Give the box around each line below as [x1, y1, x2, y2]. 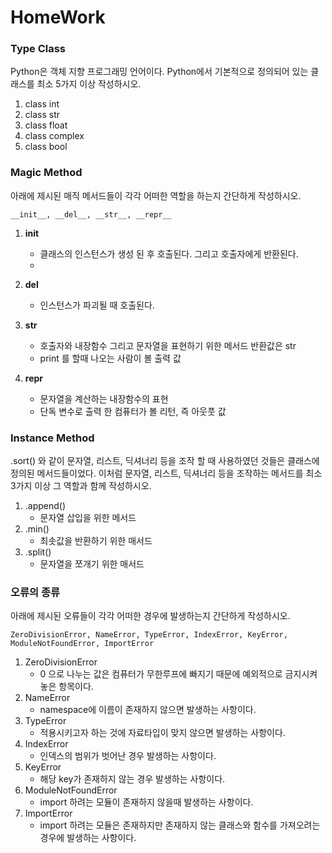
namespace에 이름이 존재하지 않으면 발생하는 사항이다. [39, 704, 257, 716]
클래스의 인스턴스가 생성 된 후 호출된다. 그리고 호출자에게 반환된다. [39, 247, 299, 260]
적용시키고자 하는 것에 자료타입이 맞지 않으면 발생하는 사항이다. [39, 727, 286, 739]
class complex [24, 130, 85, 142]
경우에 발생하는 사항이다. [39, 832, 137, 844]
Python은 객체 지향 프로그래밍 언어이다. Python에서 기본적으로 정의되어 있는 [10, 66, 309, 78]
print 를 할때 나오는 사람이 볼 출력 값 [39, 352, 182, 364]
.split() [24, 546, 52, 558]
